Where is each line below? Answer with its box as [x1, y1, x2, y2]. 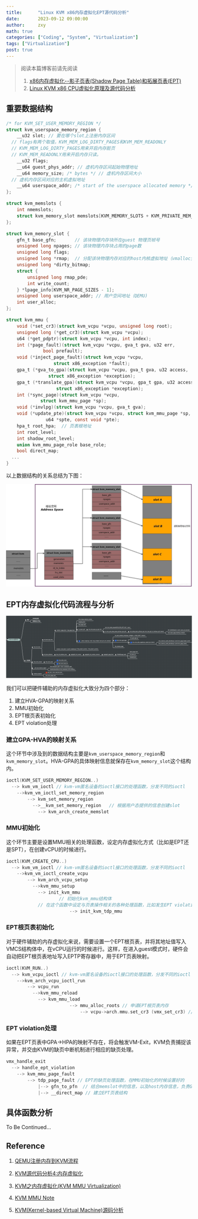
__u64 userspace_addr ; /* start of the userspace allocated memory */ [16, 183, 194, 189]
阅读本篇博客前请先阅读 [20, 65, 78, 72]
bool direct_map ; [16, 448, 60, 454]
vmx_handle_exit [6, 1059, 46, 1065]
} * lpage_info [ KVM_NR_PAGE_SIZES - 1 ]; [16, 287, 115, 293]
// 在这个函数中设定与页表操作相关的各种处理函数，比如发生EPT [37, 902, 172, 908]
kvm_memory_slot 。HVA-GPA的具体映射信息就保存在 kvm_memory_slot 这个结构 [6, 757, 192, 765]
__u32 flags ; [16, 157, 49, 164]
